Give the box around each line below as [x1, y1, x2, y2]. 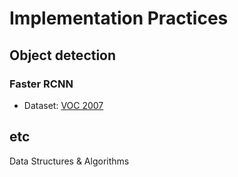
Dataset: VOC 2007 [23, 99, 104, 111]
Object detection [9, 47, 117, 64]
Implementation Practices [9, 7, 229, 30]
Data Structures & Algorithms [9, 155, 130, 167]
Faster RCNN [9, 77, 74, 91]
